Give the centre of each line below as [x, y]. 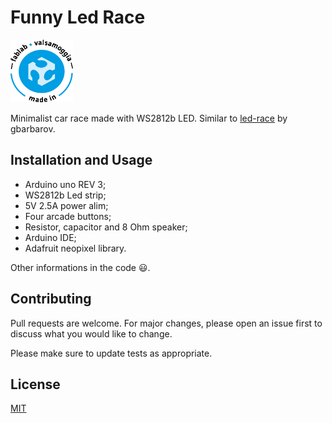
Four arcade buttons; [68, 216]
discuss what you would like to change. [91, 333]
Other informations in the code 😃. [80, 267]
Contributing [51, 299]
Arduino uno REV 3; [65, 184]
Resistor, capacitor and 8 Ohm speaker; [106, 227]
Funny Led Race [78, 17]
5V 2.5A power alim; [66, 205]
